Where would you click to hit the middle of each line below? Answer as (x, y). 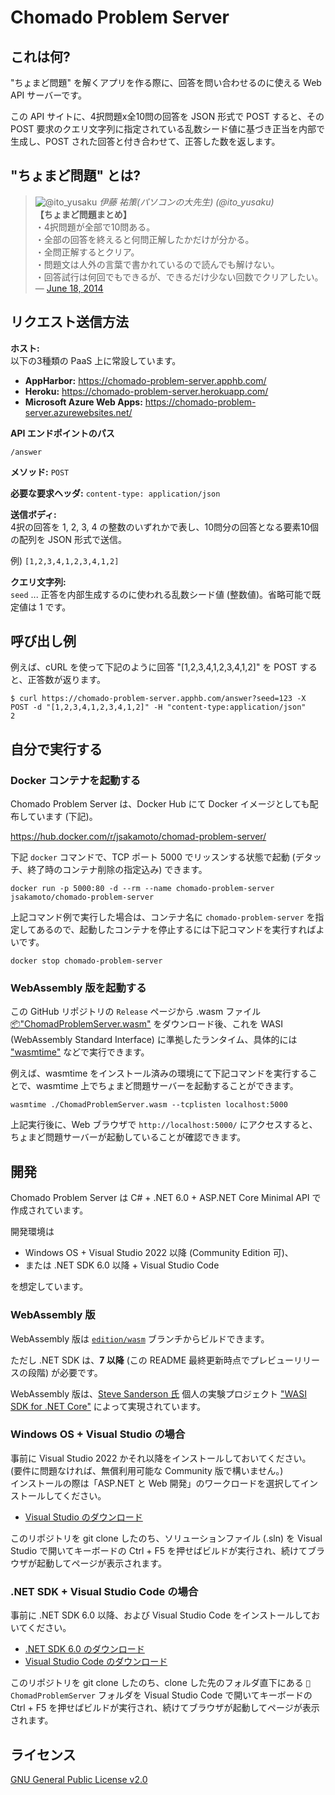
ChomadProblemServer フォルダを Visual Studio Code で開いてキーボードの (161, 1695)
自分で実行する (56, 749)
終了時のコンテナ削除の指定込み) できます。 (117, 870)
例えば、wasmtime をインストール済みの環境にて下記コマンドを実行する (160, 1073)
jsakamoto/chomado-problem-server (82, 897)
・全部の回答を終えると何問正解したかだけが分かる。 (144, 239)
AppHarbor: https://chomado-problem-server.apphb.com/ (145, 380)
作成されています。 (49, 1210)
